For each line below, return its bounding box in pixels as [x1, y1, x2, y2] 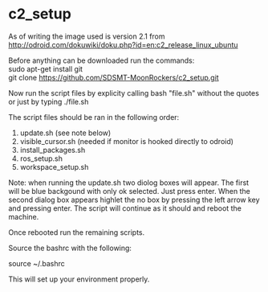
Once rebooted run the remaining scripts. [8, 227, 145, 237]
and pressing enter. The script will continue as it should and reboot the [8, 203, 242, 213]
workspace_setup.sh [19, 162, 89, 171]
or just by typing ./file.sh [8, 97, 89, 106]
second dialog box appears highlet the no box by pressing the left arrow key [8, 195, 260, 204]
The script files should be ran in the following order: [8, 112, 180, 121]
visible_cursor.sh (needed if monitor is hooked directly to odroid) [19, 136, 234, 146]
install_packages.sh [19, 145, 86, 154]
